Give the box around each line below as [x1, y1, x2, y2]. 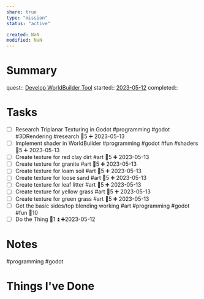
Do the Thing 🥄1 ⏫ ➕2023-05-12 [15, 216, 96, 223]
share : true [6, 9, 37, 15]
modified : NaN [6, 37, 43, 44]
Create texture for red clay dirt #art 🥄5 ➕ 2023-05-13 [15, 153, 149, 161]
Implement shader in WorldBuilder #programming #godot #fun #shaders [15, 139, 198, 147]
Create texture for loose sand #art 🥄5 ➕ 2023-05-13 [15, 174, 147, 182]
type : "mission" [6, 15, 48, 21]
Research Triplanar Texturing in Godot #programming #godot [15, 126, 170, 133]
